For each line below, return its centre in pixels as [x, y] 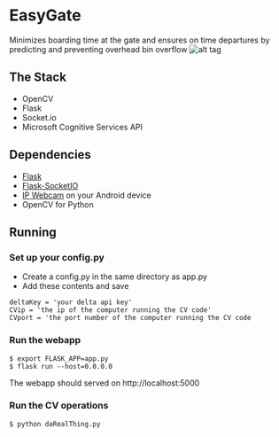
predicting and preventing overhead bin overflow [98, 49]
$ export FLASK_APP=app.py [59, 359]
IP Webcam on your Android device [87, 195]
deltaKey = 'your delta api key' [71, 302]
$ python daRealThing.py [55, 424]
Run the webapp [45, 340]
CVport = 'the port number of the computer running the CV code [130, 318]
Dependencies [50, 155]
